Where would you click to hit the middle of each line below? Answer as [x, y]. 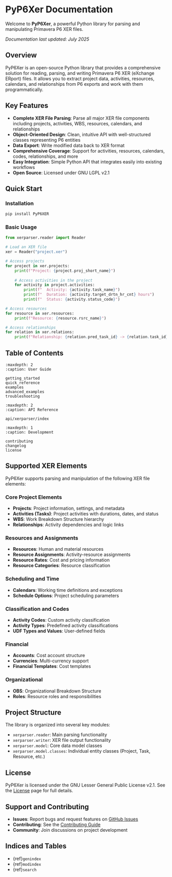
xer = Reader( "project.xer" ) [36, 252]
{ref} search [25, 869]
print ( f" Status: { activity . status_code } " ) [72, 300]
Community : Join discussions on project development [70, 830]
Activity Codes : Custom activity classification [61, 620]
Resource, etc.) [29, 757]
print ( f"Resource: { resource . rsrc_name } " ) [60, 318]
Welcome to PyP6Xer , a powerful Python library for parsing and [73, 24]
